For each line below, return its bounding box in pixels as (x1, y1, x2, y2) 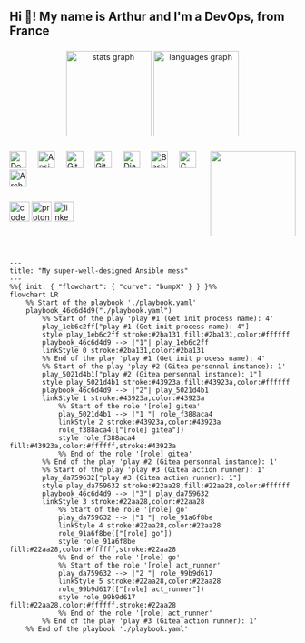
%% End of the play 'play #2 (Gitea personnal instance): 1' (42, 457, 279, 467)
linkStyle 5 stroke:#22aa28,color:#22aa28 (57, 577, 221, 586)
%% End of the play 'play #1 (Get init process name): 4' (42, 354, 266, 363)
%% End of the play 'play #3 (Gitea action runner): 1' (42, 617, 258, 626)
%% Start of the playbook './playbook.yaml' (25, 298, 197, 307)
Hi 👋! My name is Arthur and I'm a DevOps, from (9, 9, 285, 25)
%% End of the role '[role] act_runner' (57, 608, 213, 618)
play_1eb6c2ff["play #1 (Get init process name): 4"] (42, 322, 250, 331)
